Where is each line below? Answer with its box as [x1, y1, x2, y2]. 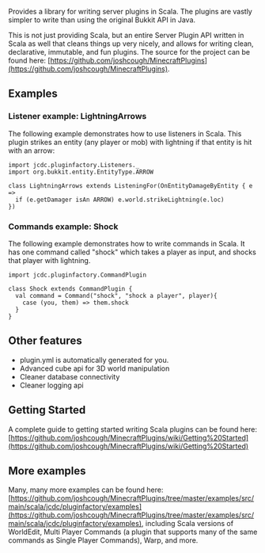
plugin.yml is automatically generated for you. [19, 355, 169, 364]
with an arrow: [8, 146, 55, 155]
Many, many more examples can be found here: [8, 485, 164, 494]
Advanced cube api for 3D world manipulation [19, 364, 170, 373]
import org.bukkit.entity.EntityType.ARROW [8, 168, 154, 176]
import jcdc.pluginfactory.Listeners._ [8, 161, 140, 169]
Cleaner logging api [19, 380, 85, 390]
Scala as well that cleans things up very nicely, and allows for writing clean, [8, 39, 255, 48]
